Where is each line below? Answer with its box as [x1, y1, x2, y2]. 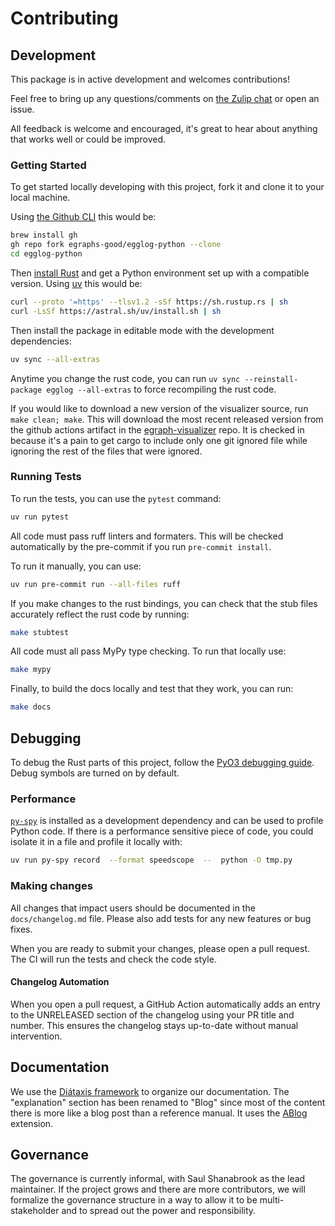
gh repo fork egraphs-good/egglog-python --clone [10, 240, 222, 250]
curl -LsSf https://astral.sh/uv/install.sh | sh [10, 306, 222, 316]
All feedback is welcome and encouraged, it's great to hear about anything [10, 123, 318, 134]
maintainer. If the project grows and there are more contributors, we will [10, 1183, 306, 1196]
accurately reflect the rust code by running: [10, 608, 190, 620]
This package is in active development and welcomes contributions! [10, 73, 290, 85]
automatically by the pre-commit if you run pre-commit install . [10, 540, 272, 552]
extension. [10, 1117, 54, 1129]
